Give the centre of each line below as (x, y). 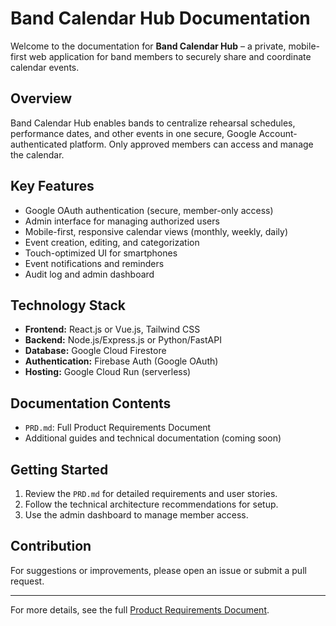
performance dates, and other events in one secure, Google (133, 133)
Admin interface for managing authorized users (122, 221)
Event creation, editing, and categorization (112, 242)
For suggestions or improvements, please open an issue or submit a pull (158, 570)
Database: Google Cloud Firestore (95, 351)
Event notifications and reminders (94, 263)
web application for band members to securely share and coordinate (170, 56)
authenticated (39, 144)
